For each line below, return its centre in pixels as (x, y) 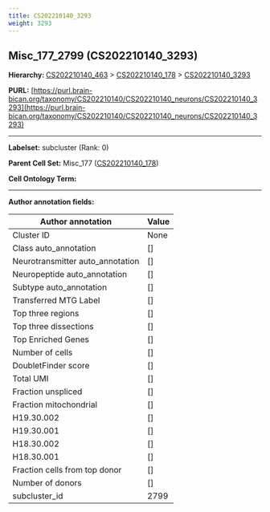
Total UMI (31, 379)
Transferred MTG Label (56, 300)
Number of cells (43, 352)
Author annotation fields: (51, 202)
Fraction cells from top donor (67, 470)
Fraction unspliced (47, 392)
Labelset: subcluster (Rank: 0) (59, 148)
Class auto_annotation (54, 248)
